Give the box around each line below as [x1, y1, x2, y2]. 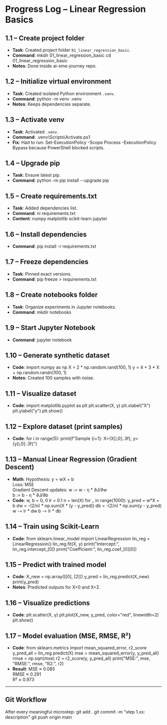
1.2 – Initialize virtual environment [5, 77, 112, 86]
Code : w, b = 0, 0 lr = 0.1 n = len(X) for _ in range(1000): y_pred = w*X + [12, 497, 160, 503]
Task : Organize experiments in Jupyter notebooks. [12, 304, 116, 310]
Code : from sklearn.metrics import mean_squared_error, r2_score [12, 645, 147, 650]
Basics [5, 14, 34, 25]
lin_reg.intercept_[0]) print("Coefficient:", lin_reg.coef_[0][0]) [12, 546, 137, 552]
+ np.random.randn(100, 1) [12, 370, 67, 376]
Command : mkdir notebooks [12, 309, 72, 315]
